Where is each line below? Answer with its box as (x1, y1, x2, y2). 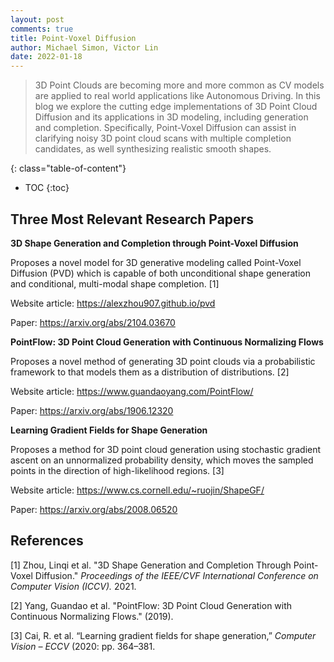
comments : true (10, 24, 74, 34)
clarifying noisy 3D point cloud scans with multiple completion (34, 132, 292, 145)
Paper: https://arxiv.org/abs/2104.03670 (10, 316, 176, 328)
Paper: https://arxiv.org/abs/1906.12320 (10, 404, 174, 416)
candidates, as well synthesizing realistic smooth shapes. (34, 143, 272, 155)
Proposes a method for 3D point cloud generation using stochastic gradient (10, 443, 322, 455)
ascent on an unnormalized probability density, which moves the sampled (10, 454, 314, 466)
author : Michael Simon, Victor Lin (10, 42, 159, 53)
